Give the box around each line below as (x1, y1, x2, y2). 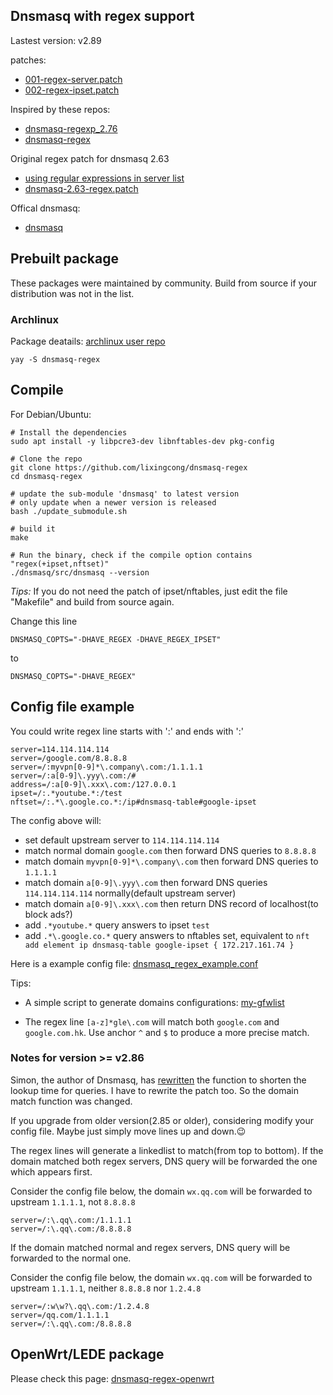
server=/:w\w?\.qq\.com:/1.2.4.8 (10, 1301, 150, 1311)
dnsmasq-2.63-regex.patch (24, 182, 139, 194)
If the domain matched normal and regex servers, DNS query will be (10, 1241, 291, 1253)
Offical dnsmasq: (10, 202, 81, 214)
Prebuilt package (10, 250, 119, 268)
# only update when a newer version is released (10, 497, 217, 508)
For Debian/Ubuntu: (10, 408, 92, 420)
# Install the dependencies (10, 427, 128, 438)
